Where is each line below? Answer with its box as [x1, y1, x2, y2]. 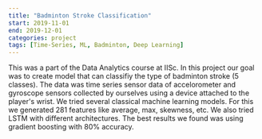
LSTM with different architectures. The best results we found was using [8, 114, 244, 123]
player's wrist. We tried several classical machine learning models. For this [8, 97, 254, 106]
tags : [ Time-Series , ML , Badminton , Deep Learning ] [8, 41, 184, 49]
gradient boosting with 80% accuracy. [8, 122, 134, 132]
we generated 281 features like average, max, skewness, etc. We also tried [8, 105, 254, 115]
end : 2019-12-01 [8, 26, 62, 34]
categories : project [8, 33, 77, 42]
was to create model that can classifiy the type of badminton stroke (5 [8, 71, 240, 81]
